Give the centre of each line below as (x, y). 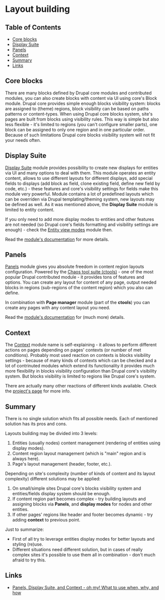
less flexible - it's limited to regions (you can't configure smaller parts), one (81, 124)
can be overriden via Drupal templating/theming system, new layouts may (80, 199)
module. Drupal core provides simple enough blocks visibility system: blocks (83, 103)
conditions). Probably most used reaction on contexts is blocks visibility (78, 355)
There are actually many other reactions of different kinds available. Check (81, 386)
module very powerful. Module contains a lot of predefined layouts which (80, 194)
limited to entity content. (30, 210)
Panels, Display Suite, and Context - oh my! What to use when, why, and (85, 587)
